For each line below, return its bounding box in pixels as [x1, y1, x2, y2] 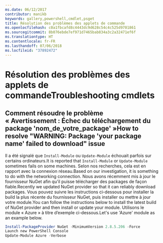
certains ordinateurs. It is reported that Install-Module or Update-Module [5, 158, 148, 163]
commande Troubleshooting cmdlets [5, 90, 155, 101]
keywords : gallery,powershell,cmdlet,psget [5, 16, 95, 21]
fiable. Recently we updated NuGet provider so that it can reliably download [5, 183, 156, 189]
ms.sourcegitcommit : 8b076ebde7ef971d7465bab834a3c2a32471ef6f [5, 30, 136, 35]
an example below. [5, 215, 43, 221]
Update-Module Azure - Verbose [5, 233, 67, 238]
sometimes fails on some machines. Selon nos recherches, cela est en [5, 163, 146, 169]
